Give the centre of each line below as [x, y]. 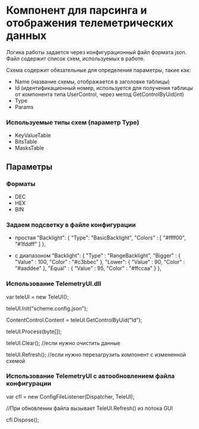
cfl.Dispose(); [23, 419]
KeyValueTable [33, 135]
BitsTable [26, 142]
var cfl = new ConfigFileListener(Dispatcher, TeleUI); [70, 396]
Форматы [21, 184]
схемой [16, 360]
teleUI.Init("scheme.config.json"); [47, 308]
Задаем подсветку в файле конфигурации [71, 225]
